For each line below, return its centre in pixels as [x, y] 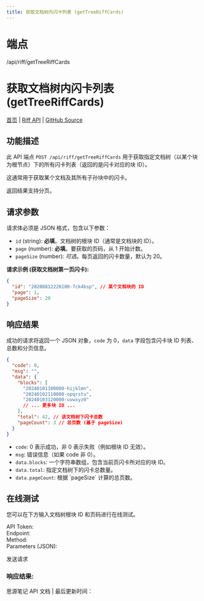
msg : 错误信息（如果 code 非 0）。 [57, 454]
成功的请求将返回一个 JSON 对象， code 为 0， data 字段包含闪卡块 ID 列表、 [102, 340]
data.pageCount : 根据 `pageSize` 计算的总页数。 [76, 477]
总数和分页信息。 [28, 348]
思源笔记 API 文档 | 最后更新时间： [50, 591]
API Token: [20, 527]
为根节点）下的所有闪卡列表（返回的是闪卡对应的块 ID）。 [78, 165]
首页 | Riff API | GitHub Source [45, 120]
